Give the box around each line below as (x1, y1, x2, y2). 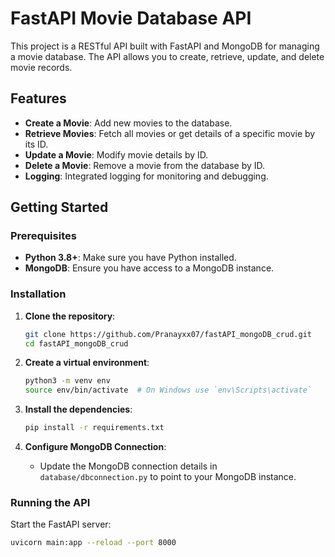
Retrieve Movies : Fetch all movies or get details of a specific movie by (24, 127, 316, 139)
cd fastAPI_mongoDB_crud (24, 338, 129, 349)
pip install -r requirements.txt (24, 423, 165, 433)
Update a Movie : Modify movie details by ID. (24, 148, 209, 161)
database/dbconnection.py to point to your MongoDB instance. (39, 471, 297, 483)
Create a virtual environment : (24, 357, 150, 369)
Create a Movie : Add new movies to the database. (24, 117, 233, 129)
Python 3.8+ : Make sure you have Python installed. (24, 252, 237, 264)
